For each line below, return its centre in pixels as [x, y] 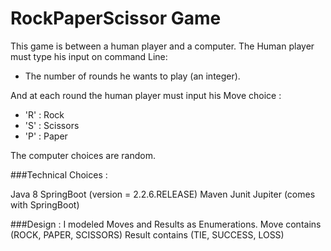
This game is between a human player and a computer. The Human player [162, 46]
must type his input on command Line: [89, 56]
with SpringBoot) [45, 204]
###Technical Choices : [59, 174]
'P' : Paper [46, 136]
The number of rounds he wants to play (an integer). [132, 76]
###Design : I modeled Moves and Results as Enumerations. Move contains [166, 224]
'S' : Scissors [52, 125]
